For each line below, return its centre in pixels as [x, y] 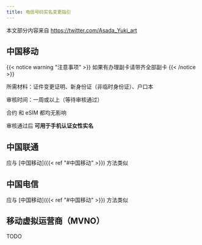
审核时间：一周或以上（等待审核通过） [54, 100]
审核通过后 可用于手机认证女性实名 [50, 126]
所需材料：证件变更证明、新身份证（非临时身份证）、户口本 [80, 87]
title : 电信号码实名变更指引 [39, 12]
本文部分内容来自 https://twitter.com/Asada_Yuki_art [72, 30]
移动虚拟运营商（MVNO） [56, 221]
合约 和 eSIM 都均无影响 [37, 113]
